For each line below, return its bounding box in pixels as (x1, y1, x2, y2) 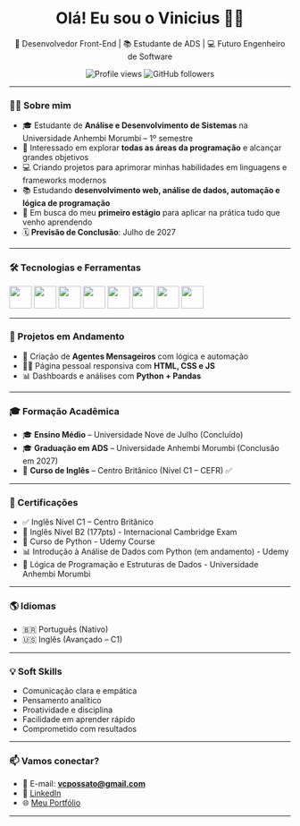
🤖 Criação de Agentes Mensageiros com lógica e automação (21, 351, 248, 362)
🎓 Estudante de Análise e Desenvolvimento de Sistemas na (21, 120, 248, 131)
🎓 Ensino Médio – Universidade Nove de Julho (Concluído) (21, 430, 244, 440)
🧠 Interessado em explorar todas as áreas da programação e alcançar (21, 142, 282, 153)
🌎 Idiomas (9, 600, 56, 612)
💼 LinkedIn (21, 788, 62, 799)
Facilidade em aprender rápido (21, 714, 136, 725)
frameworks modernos (21, 175, 107, 186)
